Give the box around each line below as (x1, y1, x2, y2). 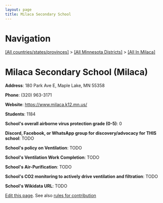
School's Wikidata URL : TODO (5, 183, 68, 189)
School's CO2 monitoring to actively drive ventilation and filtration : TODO (5, 174, 158, 179)
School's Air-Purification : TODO (5, 164, 72, 170)
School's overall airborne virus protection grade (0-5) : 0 (5, 121, 122, 127)
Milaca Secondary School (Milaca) (5, 66, 148, 78)
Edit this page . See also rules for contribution (5, 193, 97, 199)
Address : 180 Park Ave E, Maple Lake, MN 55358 (5, 83, 105, 88)
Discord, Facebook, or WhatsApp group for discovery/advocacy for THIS (5, 130, 157, 136)
